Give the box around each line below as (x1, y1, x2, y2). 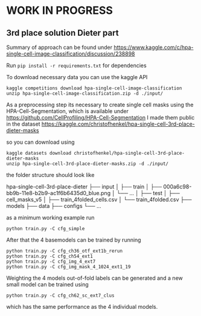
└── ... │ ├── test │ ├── (116, 190, 180, 196)
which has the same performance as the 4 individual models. (6, 303, 158, 310)
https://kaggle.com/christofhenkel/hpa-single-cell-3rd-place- (41, 120, 195, 127)
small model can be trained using (6, 281, 89, 288)
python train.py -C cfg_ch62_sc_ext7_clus (6, 292, 115, 298)
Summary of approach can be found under (6, 44, 113, 51)
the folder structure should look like (6, 172, 95, 178)
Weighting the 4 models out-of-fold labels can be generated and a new (6, 274, 183, 282)
